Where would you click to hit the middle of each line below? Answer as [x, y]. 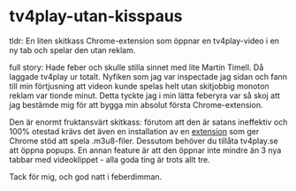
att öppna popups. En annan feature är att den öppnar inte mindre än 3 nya [145, 150]
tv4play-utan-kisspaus [96, 16]
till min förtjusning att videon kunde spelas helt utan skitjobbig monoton [139, 86]
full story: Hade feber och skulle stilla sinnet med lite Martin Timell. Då [137, 67]
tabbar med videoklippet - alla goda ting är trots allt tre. [110, 159]
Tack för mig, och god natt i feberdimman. [86, 176]
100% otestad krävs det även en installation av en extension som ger [134, 131]
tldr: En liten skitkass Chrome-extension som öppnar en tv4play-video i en [144, 41]
